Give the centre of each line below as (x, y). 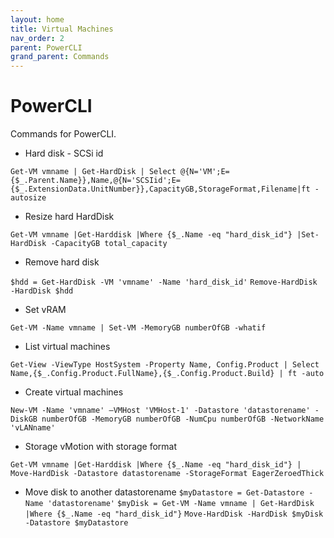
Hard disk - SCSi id (64, 153)
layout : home (37, 19)
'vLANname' (33, 428)
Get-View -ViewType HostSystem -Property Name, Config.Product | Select (165, 365)
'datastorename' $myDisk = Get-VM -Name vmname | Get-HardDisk (181, 504)
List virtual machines (67, 347)
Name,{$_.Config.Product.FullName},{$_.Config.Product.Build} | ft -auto (167, 374)
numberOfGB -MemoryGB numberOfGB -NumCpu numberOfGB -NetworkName (183, 419)
